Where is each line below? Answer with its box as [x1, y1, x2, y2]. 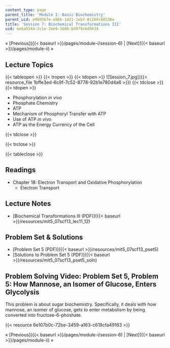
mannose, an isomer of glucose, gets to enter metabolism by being [5, 307, 146, 313]
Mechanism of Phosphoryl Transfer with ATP [12, 110, 107, 117]
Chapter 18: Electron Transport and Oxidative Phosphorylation [12, 179, 143, 185]
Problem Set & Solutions [5, 233, 83, 241]
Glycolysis [5, 288, 40, 296]
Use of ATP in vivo [12, 116, 52, 122]
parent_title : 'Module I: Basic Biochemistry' [5, 12, 106, 17]
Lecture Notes [5, 199, 51, 208]
